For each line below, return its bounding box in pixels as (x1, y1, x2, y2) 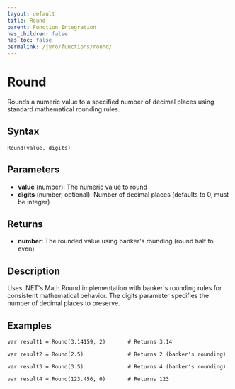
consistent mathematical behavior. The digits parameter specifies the (7, 292, 210, 300)
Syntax (7, 126, 40, 138)
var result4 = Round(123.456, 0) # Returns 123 (7, 376, 170, 383)
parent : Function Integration (7, 23, 97, 31)
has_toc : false (7, 37, 52, 44)
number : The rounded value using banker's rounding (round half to (17, 237, 214, 246)
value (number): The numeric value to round (17, 182, 147, 191)
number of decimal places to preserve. (7, 299, 120, 307)
